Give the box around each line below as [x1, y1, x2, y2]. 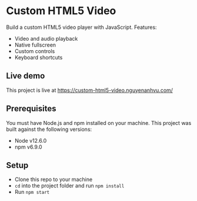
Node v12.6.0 [14, 137, 47, 144]
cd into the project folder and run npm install [14, 182, 125, 189]
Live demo [6, 71, 45, 81]
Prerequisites [6, 104, 56, 114]
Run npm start [14, 189, 50, 196]
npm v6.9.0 [14, 143, 42, 150]
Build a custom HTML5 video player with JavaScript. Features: [6, 24, 157, 31]
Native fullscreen [14, 41, 56, 48]
